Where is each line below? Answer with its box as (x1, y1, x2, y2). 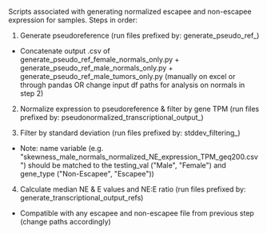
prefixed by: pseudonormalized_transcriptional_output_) (19, 113, 204, 122)
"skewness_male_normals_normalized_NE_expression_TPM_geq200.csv (19, 152, 258, 161)
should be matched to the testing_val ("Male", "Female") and (27, 161, 226, 170)
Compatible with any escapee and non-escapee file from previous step (19, 208, 254, 218)
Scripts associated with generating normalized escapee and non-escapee (8, 7, 252, 16)
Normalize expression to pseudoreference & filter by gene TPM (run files (19, 104, 260, 113)
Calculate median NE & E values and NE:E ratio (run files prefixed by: (19, 184, 246, 194)
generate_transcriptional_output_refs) (19, 193, 144, 202)
